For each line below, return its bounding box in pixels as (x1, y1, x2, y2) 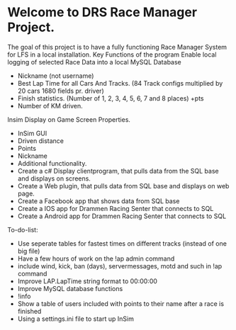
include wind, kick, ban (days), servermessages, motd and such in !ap (17, 261, 223, 270)
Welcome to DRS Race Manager (7, 4, 197, 21)
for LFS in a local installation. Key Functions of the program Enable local (7, 50, 217, 59)
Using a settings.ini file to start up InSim (17, 314, 135, 323)
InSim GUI (17, 129, 47, 137)
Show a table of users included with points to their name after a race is (17, 299, 225, 308)
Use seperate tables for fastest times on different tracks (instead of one (17, 239, 227, 248)
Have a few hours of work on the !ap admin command (17, 254, 175, 263)
